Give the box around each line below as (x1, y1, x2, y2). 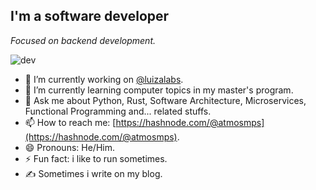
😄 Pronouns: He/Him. (24, 141, 115, 153)
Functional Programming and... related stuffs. (24, 105, 212, 117)
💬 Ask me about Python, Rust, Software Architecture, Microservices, (24, 94, 307, 106)
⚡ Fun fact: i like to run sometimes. (24, 152, 168, 164)
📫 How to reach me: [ (24, 116, 117, 128)
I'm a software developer (10, 8, 170, 25)
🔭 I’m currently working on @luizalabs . (24, 73, 184, 85)
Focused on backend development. (10, 34, 156, 46)
